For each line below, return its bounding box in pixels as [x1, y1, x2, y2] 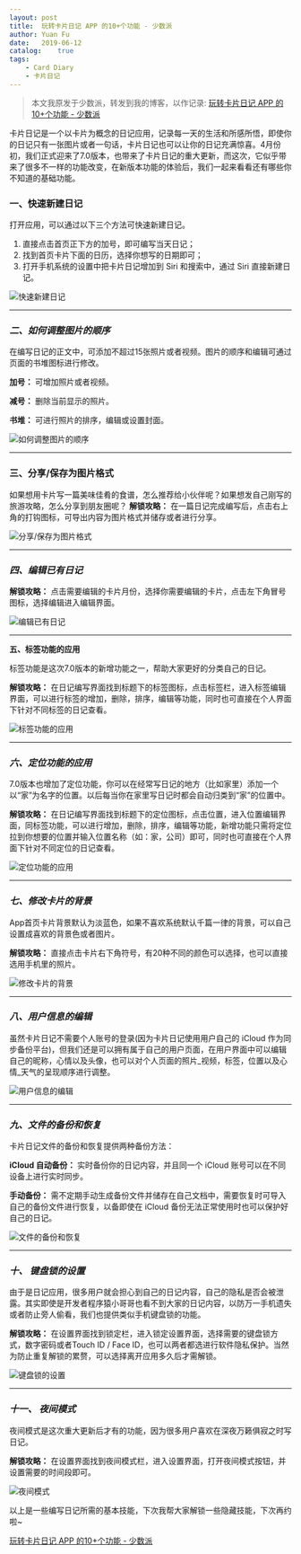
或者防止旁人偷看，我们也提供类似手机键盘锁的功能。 [9, 1309, 206, 1320]
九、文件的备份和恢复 [9, 1118, 101, 1131]
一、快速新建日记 [9, 197, 83, 209]
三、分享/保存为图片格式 [9, 467, 115, 480]
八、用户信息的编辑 [9, 1011, 92, 1023]
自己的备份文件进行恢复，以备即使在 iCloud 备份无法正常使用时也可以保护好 [9, 1201, 289, 1213]
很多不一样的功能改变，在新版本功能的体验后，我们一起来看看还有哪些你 [24, 161, 292, 172]
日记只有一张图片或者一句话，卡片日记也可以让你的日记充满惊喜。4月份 [16, 138, 282, 149]
